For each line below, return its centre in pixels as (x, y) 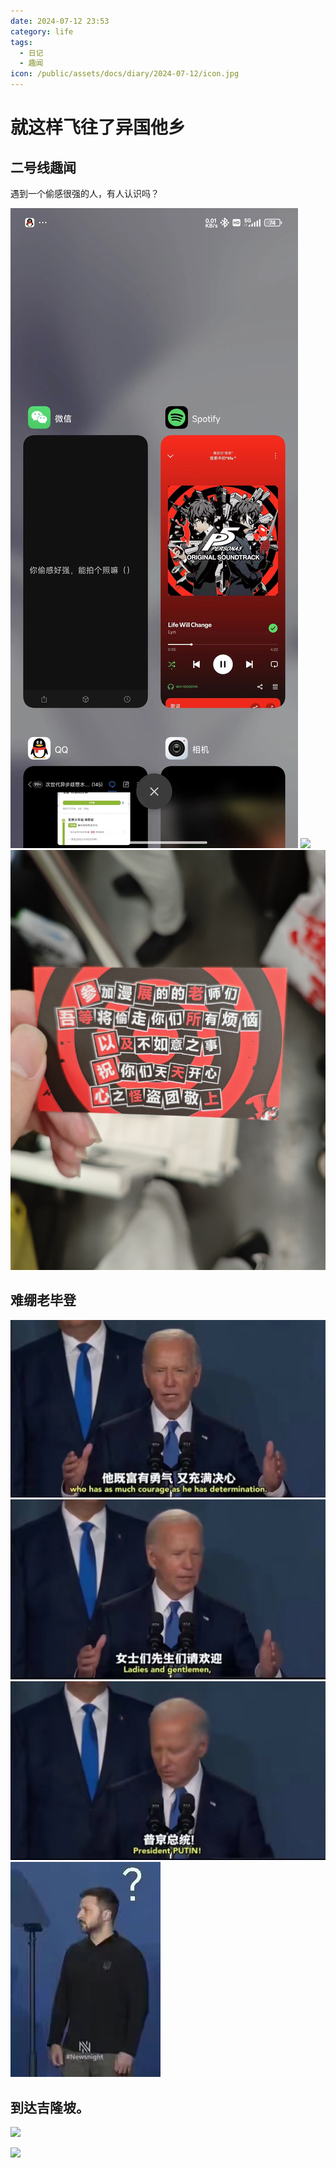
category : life (42, 31)
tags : (21, 42)
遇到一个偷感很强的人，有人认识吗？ (85, 193)
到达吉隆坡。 (50, 2107)
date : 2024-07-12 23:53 (60, 21)
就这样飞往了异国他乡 (98, 127)
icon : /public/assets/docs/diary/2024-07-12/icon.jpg (125, 74)
